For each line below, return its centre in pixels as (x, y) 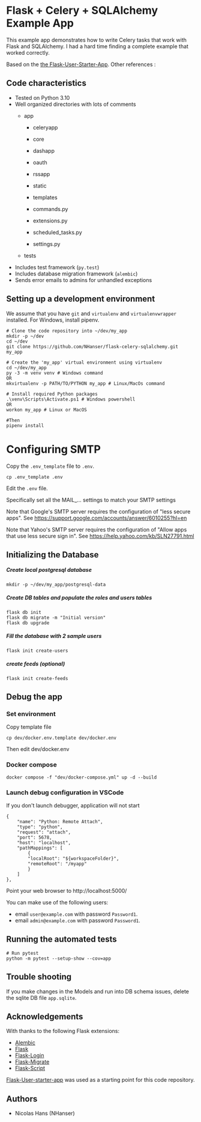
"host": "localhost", (44, 843)
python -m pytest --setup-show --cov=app (59, 958)
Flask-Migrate (32, 1062)
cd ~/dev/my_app (26, 367)
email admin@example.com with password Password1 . (78, 921)
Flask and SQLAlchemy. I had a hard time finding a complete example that (97, 46)
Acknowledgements (45, 1017)
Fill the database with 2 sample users (54, 636)
